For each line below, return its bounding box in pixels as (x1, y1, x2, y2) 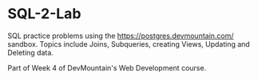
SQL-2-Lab (7, 5, 81, 23)
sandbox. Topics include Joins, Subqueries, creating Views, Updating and (7, 39, 251, 48)
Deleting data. (7, 48, 54, 57)
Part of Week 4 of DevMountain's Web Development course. (7, 63, 207, 72)
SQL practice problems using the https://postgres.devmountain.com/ (7, 31, 234, 40)
